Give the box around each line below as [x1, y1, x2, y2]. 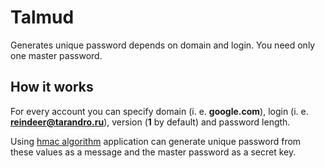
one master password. [10, 49, 103, 61]
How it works [10, 79, 94, 96]
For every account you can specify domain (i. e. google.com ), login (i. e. [10, 105, 309, 117]
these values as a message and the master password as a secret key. [10, 146, 297, 158]
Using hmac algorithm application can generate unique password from [10, 135, 302, 147]
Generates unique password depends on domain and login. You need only [10, 39, 316, 51]
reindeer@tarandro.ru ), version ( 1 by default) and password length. [10, 116, 291, 128]
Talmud [10, 6, 75, 29]
